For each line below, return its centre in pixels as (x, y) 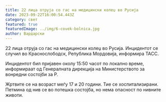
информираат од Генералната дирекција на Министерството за (75, 69)
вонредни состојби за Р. (32, 74)
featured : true (22, 24)
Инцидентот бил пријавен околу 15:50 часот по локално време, (75, 63)
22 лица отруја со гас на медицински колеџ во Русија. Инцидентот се (82, 48)
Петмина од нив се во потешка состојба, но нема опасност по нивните (83, 90)
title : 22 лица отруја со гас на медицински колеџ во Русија (72, 10)
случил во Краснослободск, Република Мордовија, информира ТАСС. (82, 54)
